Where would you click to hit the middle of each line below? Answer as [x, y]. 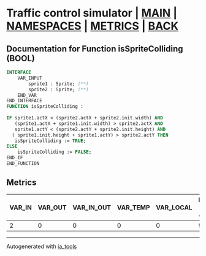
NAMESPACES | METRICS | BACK [93, 26]
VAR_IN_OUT [92, 207]
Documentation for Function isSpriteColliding [95, 49]
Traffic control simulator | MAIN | [92, 13]
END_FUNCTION [23, 164]
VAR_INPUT [30, 78]
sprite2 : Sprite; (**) [59, 89]
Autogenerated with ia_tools [42, 246]
